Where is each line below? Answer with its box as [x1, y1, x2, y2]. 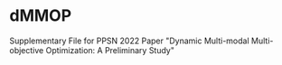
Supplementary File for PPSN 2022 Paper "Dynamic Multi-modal [9, 35, 250, 46]
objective [9, 44, 44, 55]
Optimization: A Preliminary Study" [45, 44, 174, 55]
